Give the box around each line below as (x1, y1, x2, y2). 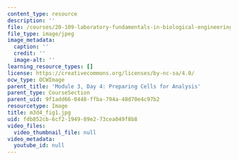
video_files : (7, 122, 46, 130)
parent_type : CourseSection (7, 89, 91, 96)
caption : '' (13, 43, 50, 50)
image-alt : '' (13, 57, 55, 64)
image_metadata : (7, 37, 55, 44)
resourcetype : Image (7, 103, 69, 110)
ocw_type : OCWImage (7, 76, 65, 84)
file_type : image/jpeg (7, 30, 74, 38)
